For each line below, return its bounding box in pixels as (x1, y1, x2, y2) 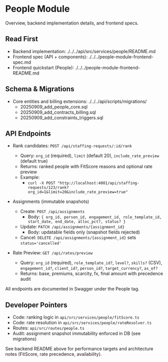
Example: (20, 174, 40, 180)
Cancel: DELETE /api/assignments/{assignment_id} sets (20, 235, 137, 241)
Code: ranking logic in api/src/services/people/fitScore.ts (12, 314, 140, 320)
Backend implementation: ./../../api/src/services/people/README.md (12, 48, 156, 54)
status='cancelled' (20, 241, 62, 246)
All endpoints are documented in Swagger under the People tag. (5, 286, 140, 292)
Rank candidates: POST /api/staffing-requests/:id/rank (12, 143, 132, 149)
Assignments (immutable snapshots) (12, 198, 89, 204)
